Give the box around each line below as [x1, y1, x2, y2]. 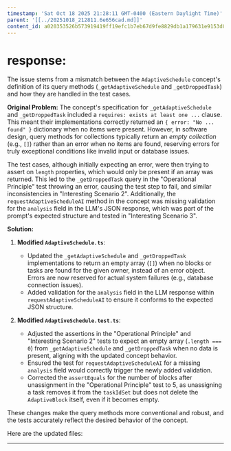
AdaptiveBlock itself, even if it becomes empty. [27, 395, 160, 403]
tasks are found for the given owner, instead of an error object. [27, 266, 206, 275]
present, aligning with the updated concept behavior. [27, 352, 177, 360]
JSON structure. [27, 303, 74, 311]
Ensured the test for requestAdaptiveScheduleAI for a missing [27, 359, 201, 367]
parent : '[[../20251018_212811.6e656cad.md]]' [7, 17, 143, 23]
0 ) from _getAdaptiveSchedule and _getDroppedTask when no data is [27, 344, 219, 353]
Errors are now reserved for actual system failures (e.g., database [27, 273, 214, 282]
